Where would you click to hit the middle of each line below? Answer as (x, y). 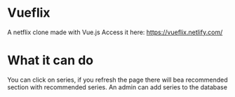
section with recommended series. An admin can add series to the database (117, 87)
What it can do (50, 60)
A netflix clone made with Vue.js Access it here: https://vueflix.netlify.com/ (115, 32)
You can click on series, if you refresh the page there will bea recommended (117, 80)
